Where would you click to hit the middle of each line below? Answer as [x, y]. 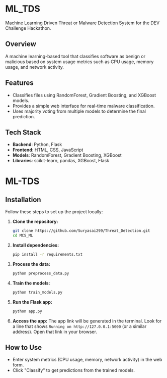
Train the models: [31, 283]
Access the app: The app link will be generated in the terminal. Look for [87, 321]
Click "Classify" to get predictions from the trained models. [73, 370]
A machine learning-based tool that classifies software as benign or [75, 56]
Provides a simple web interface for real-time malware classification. [83, 106]
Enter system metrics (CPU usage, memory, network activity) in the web [87, 360]
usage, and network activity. [35, 67]
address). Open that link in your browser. [55, 332]
